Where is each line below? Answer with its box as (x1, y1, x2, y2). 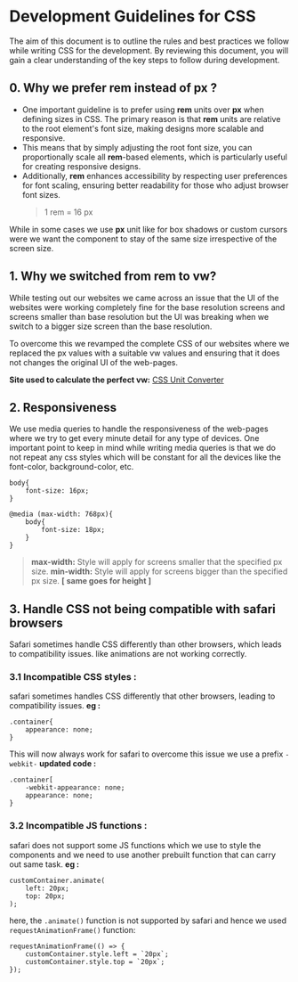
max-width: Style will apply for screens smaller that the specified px (30, 557, 283, 568)
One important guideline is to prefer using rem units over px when (21, 104, 264, 115)
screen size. (9, 242, 54, 253)
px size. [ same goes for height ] (30, 576, 152, 586)
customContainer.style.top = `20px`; (25, 957, 165, 966)
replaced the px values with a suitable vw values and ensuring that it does (9, 348, 280, 358)
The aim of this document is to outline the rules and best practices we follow (9, 36, 289, 46)
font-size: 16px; (25, 487, 90, 495)
